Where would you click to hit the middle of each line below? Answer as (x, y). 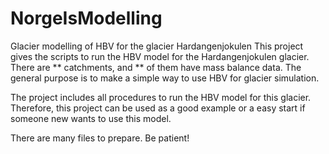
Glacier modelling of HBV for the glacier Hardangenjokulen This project (157, 46)
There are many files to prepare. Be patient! (100, 138)
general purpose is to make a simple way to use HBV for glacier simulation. (165, 78)
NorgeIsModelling (86, 18)
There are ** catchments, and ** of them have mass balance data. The (156, 67)
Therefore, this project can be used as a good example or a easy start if (158, 108)
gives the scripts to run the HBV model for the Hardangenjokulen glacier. (160, 56)
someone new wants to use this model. (91, 118)
